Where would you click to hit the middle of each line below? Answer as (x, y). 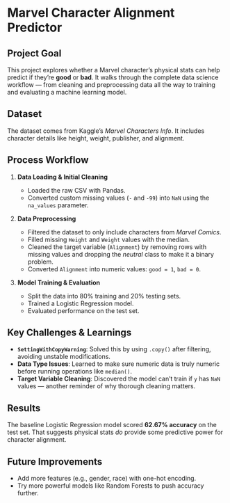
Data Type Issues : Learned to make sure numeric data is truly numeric (118, 364)
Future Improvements (55, 462)
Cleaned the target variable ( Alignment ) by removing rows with (117, 247)
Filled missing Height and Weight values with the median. (108, 239)
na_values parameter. (58, 205)
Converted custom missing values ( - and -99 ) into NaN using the (118, 198)
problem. (41, 262)
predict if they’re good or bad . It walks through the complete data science (113, 77)
